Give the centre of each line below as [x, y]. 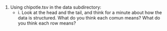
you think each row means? [47, 23]
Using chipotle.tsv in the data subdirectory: [56, 7]
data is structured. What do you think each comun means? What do [89, 18]
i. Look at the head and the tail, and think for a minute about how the [90, 12]
